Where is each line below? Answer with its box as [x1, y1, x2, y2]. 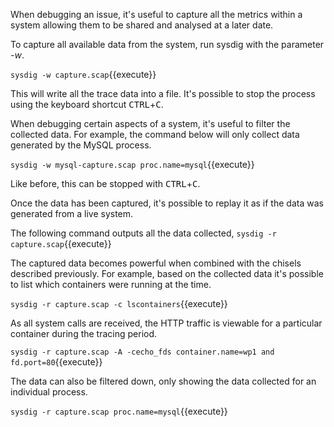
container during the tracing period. [10, 328, 158, 339]
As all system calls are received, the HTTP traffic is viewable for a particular [10, 317, 323, 329]
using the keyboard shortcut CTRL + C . [10, 99, 164, 110]
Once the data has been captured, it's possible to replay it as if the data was [10, 197, 324, 209]
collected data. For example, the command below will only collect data [10, 129, 300, 140]
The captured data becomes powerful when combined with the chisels [10, 257, 302, 269]
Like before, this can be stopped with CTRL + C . [10, 178, 201, 189]
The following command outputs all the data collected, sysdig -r [10, 227, 277, 239]
